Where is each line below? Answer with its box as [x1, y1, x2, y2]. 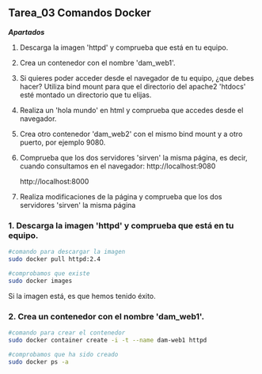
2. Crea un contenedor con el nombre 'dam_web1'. [8, 311, 204, 322]
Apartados [8, 27, 45, 36]
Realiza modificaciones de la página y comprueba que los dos [19, 191, 222, 201]
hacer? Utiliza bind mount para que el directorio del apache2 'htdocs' [19, 81, 246, 91]
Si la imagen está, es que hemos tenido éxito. [8, 291, 156, 300]
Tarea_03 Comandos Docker [8, 6, 152, 20]
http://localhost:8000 [19, 176, 89, 186]
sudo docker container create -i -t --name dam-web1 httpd [8, 336, 207, 344]
